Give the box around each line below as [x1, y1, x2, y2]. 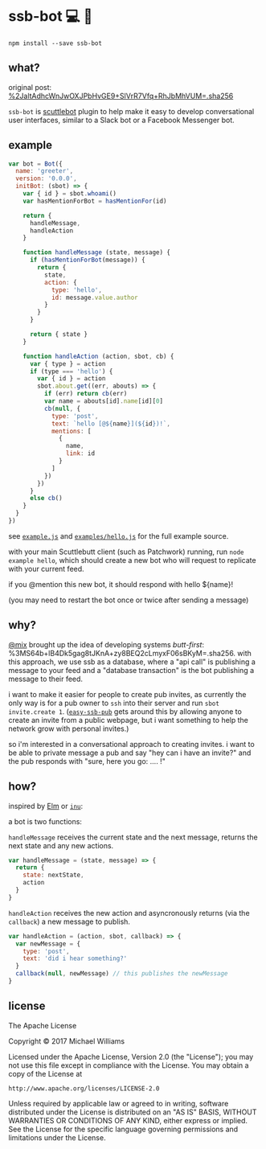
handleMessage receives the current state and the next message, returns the [8, 832, 259, 842]
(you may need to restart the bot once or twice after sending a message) [8, 595, 249, 605]
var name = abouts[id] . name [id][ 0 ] [43, 397, 163, 405]
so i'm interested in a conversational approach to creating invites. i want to [8, 739, 255, 749]
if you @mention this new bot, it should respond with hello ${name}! [8, 579, 234, 589]
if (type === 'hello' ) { [29, 367, 113, 375]
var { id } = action [37, 375, 106, 383]
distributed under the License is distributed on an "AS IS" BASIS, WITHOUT [8, 1107, 257, 1117]
